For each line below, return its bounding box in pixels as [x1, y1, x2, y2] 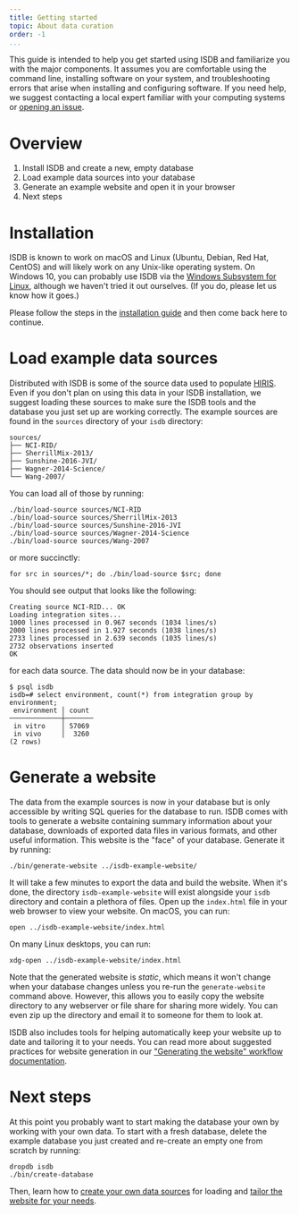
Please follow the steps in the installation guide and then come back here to [9, 308, 287, 319]
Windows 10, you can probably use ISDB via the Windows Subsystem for [9, 271, 277, 282]
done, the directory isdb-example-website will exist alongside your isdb [9, 887, 270, 897]
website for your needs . [9, 1195, 96, 1206]
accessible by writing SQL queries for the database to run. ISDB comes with [9, 806, 288, 817]
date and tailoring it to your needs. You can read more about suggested [9, 1037, 272, 1048]
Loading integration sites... [9, 610, 122, 620]
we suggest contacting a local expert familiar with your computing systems [9, 92, 286, 103]
